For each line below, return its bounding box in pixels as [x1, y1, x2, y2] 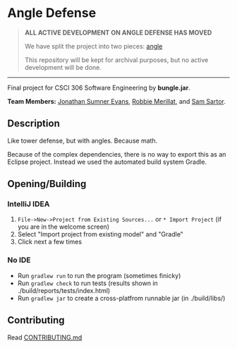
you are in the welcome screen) [17, 222, 110, 231]
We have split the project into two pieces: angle [24, 42, 163, 50]
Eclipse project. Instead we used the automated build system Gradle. [7, 157, 207, 166]
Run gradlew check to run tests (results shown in [17, 279, 159, 287]
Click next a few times [17, 238, 83, 246]
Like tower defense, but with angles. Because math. [7, 136, 158, 145]
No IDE [7, 256, 31, 265]
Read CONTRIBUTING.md [7, 333, 83, 342]
